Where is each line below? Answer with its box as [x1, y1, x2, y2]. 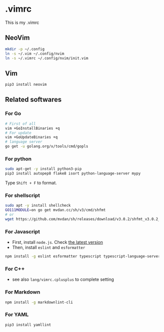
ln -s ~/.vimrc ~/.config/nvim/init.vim [5, 56, 89, 60]
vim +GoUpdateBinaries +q [5, 135, 58, 140]
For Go [5, 110, 21, 117]
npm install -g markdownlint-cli [5, 300, 73, 305]
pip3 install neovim [5, 82, 47, 87]
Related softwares [5, 96, 62, 104]
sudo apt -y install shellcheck [5, 203, 71, 208]
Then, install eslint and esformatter [12, 245, 85, 251]
